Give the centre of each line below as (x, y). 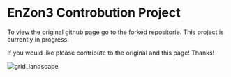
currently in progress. (38, 39)
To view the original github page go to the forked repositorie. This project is (116, 32)
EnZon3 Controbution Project (94, 13)
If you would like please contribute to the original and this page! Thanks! (111, 53)
